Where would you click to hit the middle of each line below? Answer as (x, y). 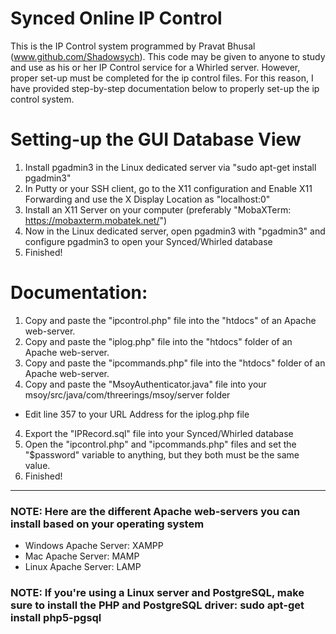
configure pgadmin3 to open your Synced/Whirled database (148, 241)
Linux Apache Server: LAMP (83, 567)
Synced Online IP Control (116, 18)
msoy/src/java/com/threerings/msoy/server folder (127, 394)
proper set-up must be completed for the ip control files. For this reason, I (162, 78)
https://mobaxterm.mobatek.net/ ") (96, 220)
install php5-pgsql (56, 618)
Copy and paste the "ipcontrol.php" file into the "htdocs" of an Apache (170, 320)
